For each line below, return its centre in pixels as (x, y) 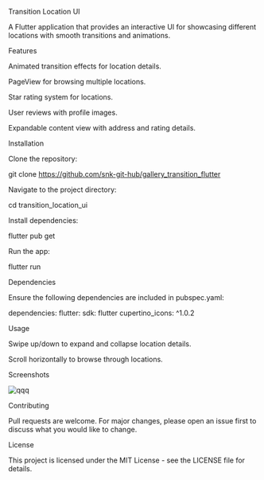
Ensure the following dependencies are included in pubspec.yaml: (116, 297)
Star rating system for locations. (61, 97)
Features (23, 51)
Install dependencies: (43, 220)
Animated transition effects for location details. (85, 66)
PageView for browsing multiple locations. (77, 82)
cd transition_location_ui (48, 205)
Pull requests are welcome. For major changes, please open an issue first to (132, 421)
